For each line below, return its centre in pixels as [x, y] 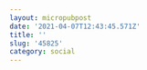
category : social [42, 52]
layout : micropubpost [51, 18]
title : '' [28, 35]
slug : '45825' [37, 43]
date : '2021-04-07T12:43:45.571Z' [75, 26]
